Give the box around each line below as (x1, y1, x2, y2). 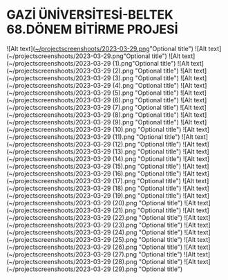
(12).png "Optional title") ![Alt (112, 140, 195, 148)
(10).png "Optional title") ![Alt (112, 125, 195, 133)
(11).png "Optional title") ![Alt (112, 132, 194, 141)
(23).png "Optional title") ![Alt (112, 221, 196, 229)
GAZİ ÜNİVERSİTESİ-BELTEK (6, 7, 173, 23)
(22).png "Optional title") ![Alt (112, 213, 196, 221)
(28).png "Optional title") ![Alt (112, 257, 196, 265)
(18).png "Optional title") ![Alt (112, 184, 195, 192)
